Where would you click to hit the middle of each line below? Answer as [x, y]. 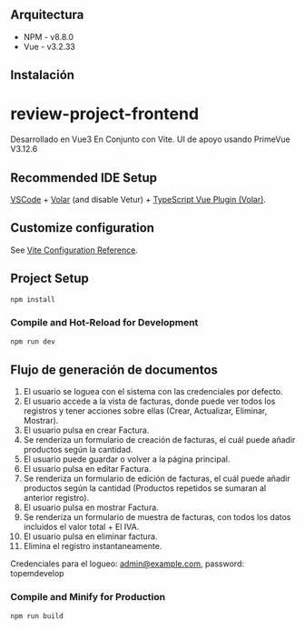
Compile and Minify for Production [88, 597]
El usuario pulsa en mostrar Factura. [91, 507]
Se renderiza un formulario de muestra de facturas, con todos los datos [157, 517]
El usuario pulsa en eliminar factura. [90, 536]
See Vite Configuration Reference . [74, 250]
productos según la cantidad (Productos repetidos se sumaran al [145, 488]
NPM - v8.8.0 [49, 36]
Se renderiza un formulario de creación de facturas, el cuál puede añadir [159, 440]
